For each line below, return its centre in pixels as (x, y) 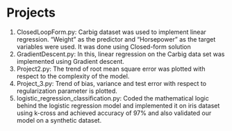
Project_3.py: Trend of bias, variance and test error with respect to (111, 83)
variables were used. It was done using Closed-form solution (104, 46)
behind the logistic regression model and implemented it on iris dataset (118, 105)
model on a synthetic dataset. (59, 120)
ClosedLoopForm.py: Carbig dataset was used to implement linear (111, 32)
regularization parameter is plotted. (67, 91)
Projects (31, 13)
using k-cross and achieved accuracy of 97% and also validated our (114, 113)
